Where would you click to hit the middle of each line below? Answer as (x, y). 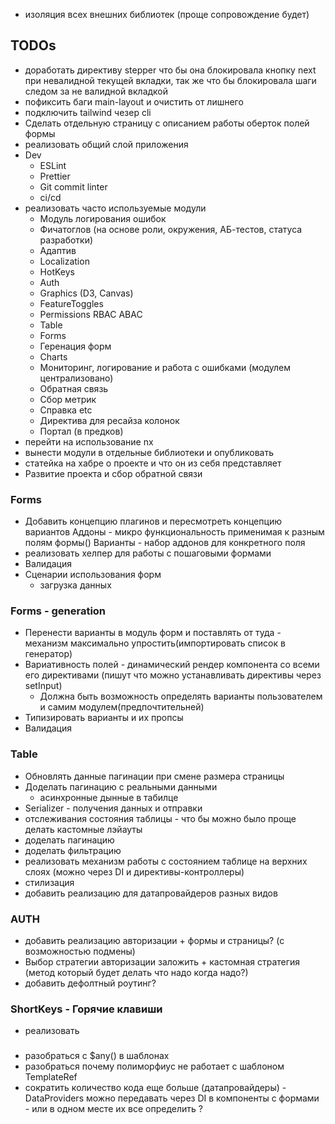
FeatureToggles (71, 303)
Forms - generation (58, 611)
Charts (53, 356)
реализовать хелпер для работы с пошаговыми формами (148, 553)
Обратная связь (74, 388)
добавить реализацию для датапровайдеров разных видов (151, 893)
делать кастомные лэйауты (83, 829)
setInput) (43, 686)
